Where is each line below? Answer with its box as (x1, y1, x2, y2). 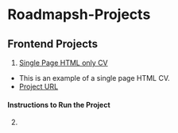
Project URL (18, 82, 59, 91)
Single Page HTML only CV (18, 58, 108, 67)
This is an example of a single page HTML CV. (18, 74, 170, 82)
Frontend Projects (7, 37, 99, 51)
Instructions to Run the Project (7, 100, 110, 109)
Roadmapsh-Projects (7, 6, 151, 24)
